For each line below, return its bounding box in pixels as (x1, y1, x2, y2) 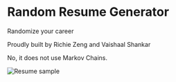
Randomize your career (7, 27, 74, 35)
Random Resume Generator (7, 4, 170, 20)
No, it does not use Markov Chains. (7, 53, 107, 62)
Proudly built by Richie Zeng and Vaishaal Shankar (7, 40, 151, 48)
